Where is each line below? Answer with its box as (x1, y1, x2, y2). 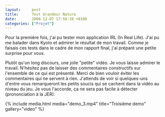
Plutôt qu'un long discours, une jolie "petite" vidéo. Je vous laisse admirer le (5, 60, 161, 66)
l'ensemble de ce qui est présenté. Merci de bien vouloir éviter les (5, 70, 139, 77)
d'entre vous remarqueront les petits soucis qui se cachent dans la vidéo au (5, 81, 160, 87)
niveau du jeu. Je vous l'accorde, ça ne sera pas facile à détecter (5, 86, 138, 92)
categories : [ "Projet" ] (5, 21, 54, 26)
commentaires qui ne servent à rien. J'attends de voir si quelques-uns (5, 76, 148, 81)
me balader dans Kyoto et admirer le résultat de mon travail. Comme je (5, 40, 149, 46)
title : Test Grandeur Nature (5, 12, 77, 17)
